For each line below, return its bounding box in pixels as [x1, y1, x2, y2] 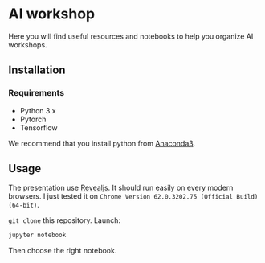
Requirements [8, 88, 65, 99]
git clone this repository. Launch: [8, 216, 121, 225]
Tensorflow [19, 122, 58, 133]
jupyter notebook [8, 231, 67, 240]
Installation [8, 64, 66, 77]
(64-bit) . [8, 200, 40, 210]
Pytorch [19, 114, 47, 124]
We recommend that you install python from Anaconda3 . [8, 138, 195, 148]
